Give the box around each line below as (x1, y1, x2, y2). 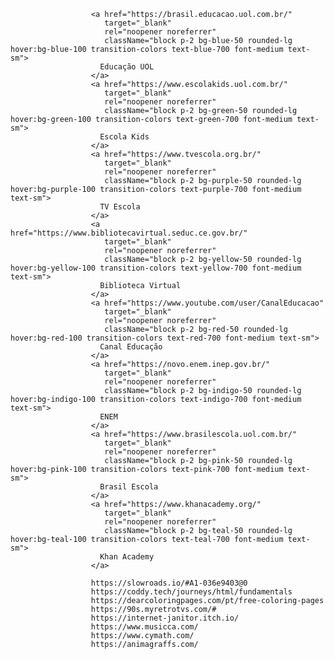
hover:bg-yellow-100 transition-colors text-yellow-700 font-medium (10, 263, 302, 273)
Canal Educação (99, 342, 163, 352)
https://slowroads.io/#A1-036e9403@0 (90, 578, 248, 588)
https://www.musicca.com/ (90, 622, 199, 632)
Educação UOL (99, 62, 155, 72)
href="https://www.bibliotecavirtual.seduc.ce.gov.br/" (10, 228, 248, 238)
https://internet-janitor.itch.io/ (90, 613, 240, 623)
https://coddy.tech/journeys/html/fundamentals (90, 587, 293, 597)
